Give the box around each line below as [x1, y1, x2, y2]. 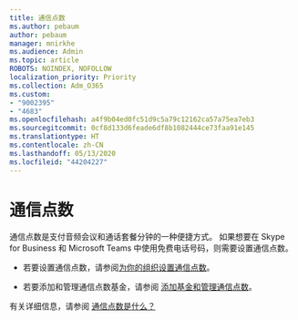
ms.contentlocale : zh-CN [9, 140, 104, 150]
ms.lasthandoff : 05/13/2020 [9, 149, 117, 158]
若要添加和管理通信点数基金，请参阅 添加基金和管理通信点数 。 [22, 282, 257, 293]
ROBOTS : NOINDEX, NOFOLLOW [9, 65, 112, 74]
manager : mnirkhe [9, 38, 76, 48]
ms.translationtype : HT [9, 132, 100, 141]
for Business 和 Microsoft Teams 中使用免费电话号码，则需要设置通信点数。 [9, 243, 293, 253]
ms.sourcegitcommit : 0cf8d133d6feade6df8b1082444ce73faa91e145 [9, 124, 255, 133]
